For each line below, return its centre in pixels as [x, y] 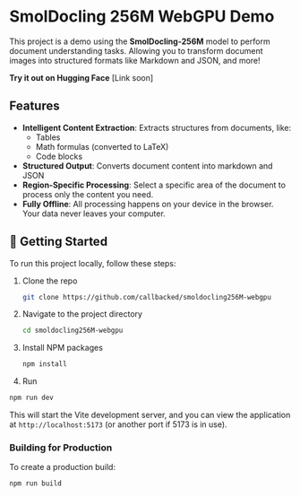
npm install [44, 364]
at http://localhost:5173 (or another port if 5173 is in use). [118, 424]
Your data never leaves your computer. [94, 214]
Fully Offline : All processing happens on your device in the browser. [148, 204]
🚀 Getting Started [59, 242]
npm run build [36, 484]
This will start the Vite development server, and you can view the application [150, 415]
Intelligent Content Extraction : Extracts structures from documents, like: [157, 127]
